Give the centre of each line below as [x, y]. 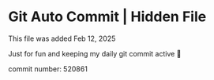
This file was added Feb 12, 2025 [62, 38]
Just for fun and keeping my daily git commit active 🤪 [95, 53]
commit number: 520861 [48, 69]
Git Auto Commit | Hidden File [107, 17]
